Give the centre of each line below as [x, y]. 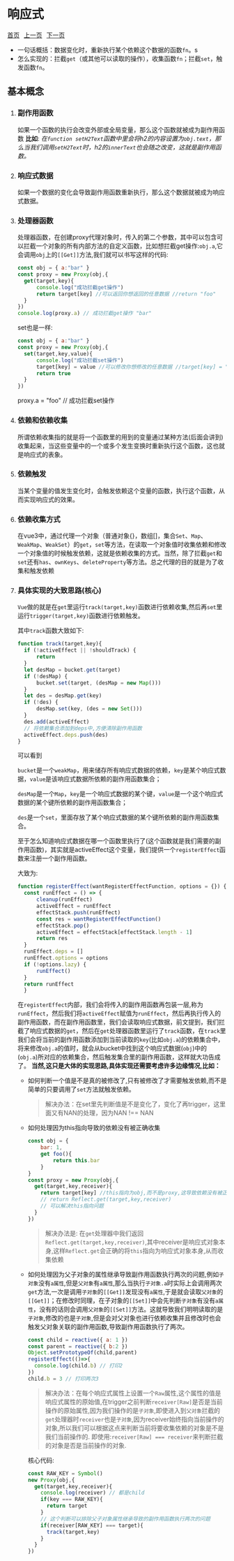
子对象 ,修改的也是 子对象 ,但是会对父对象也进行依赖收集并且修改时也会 [124, 1318]
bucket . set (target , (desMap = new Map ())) [99, 683]
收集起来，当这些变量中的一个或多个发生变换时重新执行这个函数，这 [115, 446]
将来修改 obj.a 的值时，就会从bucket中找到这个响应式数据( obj [105, 1048]
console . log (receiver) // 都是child [93, 1493]
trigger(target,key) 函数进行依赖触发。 [87, 616]
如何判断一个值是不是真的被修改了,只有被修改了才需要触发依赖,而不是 [127, 1080]
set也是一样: [35, 328]
